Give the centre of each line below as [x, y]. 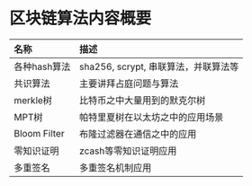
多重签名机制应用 [116, 167]
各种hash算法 [42, 66]
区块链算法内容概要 [81, 18]
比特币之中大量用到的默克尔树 [143, 100]
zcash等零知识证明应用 [128, 151]
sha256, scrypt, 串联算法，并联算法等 [159, 66]
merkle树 [33, 100]
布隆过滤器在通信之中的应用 [138, 134]
